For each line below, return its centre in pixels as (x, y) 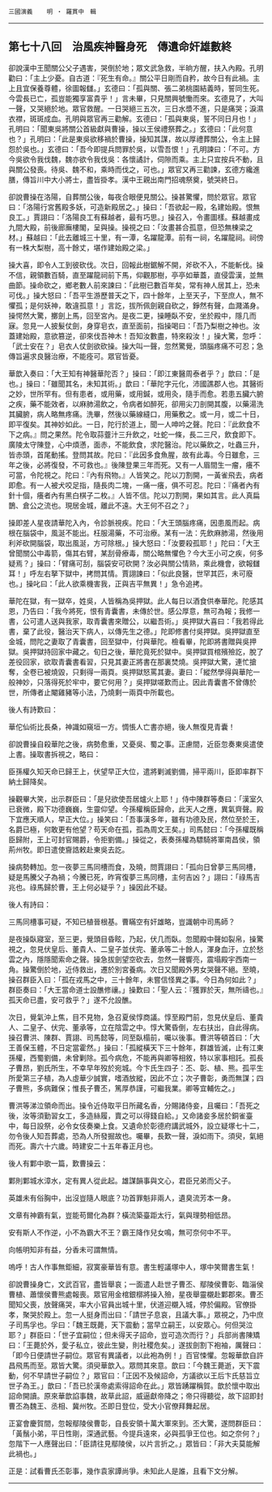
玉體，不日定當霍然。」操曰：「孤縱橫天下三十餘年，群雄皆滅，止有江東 (147, 1047)
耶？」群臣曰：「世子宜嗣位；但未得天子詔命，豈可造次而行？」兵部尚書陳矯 (134, 1334)
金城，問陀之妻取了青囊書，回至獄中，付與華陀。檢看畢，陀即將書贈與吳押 (132, 641)
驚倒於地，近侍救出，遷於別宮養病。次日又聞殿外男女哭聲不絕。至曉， (147, 969)
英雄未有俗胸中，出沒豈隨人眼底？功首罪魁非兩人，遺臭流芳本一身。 (122, 1198)
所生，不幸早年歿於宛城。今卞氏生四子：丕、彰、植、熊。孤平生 (157, 1068)
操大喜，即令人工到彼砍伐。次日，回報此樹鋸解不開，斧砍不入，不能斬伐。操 (136, 265)
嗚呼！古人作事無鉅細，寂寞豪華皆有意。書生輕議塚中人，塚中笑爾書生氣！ (132, 1267)
